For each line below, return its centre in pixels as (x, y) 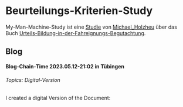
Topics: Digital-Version (33, 80)
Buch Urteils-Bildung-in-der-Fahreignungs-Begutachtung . (76, 33)
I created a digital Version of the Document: (58, 98)
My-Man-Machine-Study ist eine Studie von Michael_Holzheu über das (91, 27)
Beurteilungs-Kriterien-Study (79, 11)
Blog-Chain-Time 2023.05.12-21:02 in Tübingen (65, 66)
